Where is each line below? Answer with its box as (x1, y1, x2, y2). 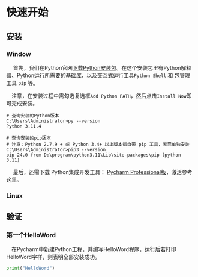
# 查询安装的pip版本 (6, 135, 52, 141)
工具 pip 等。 (6, 79, 39, 86)
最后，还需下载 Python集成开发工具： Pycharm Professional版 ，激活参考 (13, 168, 193, 175)
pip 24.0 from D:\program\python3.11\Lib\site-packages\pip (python (6, 152, 181, 158)
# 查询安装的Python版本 (6, 113, 59, 119)
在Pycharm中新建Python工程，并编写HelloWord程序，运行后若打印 (11, 246, 177, 253)
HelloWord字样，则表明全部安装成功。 (6, 254, 101, 261)
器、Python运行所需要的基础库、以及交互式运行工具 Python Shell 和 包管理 (6, 72, 191, 79)
